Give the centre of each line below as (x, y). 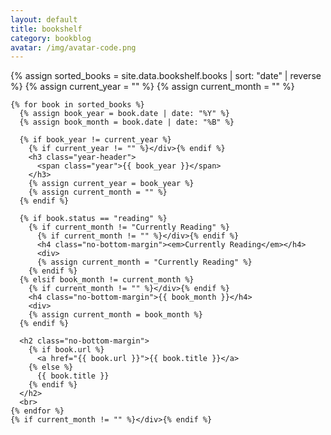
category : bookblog (51, 38)
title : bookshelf (46, 29)
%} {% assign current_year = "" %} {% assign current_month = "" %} (152, 87)
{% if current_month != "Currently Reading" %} (129, 227)
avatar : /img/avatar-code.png (73, 47)
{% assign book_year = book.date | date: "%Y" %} (124, 114)
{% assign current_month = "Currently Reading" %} (144, 262)
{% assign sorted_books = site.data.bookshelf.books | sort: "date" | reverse (166, 76)
